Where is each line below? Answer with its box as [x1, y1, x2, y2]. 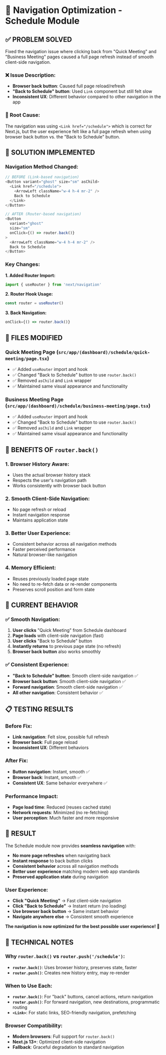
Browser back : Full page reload [12, 739, 77, 745]
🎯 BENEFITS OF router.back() [5, 445, 99, 454]
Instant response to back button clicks [12, 858, 93, 864]
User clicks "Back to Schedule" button [12, 638, 92, 644]
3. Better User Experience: [5, 530, 71, 537]
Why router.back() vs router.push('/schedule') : [5, 953, 125, 960]
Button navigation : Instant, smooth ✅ [12, 768, 90, 774]
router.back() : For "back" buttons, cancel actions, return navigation [12, 994, 153, 1000]
